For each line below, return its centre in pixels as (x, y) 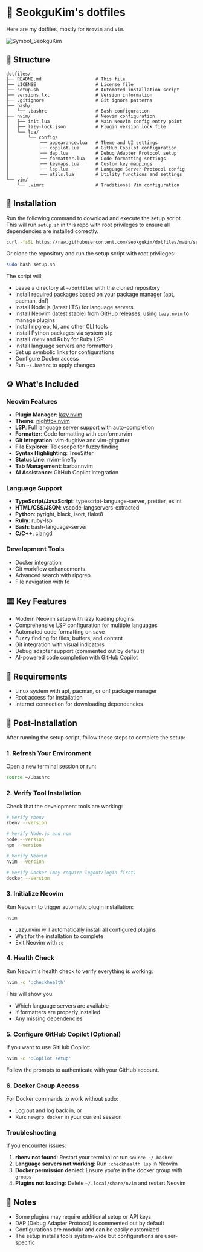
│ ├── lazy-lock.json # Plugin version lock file (86, 126)
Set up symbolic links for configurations (65, 352)
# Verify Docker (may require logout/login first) (71, 873)
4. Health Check (30, 958)
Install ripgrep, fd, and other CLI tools (61, 327)
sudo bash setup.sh (31, 265)
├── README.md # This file (66, 79)
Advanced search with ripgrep (53, 575)
